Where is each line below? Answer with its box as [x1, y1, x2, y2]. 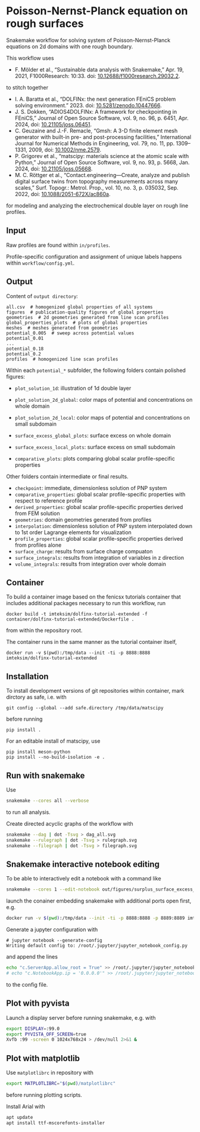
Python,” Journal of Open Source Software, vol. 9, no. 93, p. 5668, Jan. [14, 159, 190, 166]
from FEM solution [14, 510, 60, 517]
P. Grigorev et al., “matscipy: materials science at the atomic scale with [14, 152, 189, 159]
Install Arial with [6, 1103, 46, 1110]
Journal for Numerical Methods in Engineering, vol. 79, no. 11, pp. [14, 139, 175, 147]
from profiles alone [14, 541, 62, 548]
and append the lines [6, 953, 58, 960]
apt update [6, 1114, 33, 1120]
